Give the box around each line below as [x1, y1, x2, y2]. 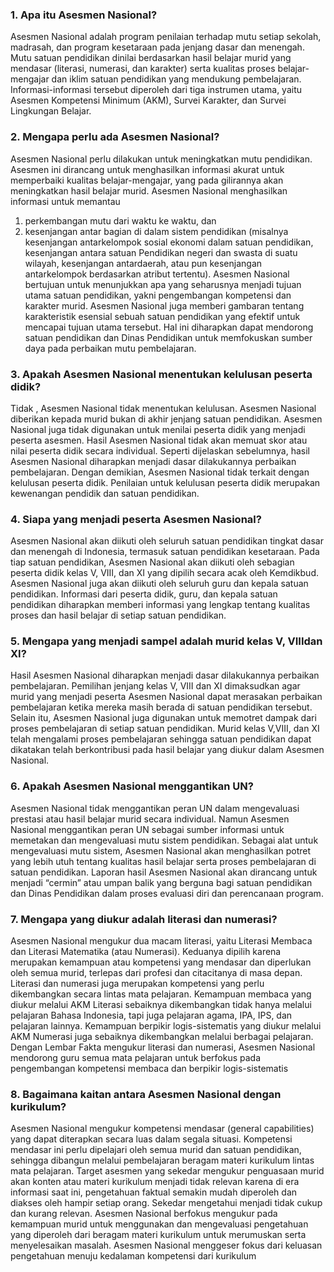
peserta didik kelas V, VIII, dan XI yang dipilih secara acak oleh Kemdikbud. [10, 567, 319, 579]
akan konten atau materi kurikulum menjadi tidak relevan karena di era [10, 1176, 300, 1188]
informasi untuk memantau [10, 195, 121, 207]
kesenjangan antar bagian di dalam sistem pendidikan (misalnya [24, 225, 289, 237]
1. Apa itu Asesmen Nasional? [10, 8, 158, 22]
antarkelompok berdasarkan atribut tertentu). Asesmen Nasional [24, 268, 290, 280]
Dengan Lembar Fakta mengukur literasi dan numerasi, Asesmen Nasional [10, 1041, 316, 1053]
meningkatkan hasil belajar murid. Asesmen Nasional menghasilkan [10, 184, 288, 197]
